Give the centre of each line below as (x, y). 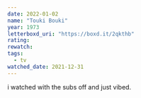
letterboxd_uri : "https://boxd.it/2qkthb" (71, 34)
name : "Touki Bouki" (38, 21)
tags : (15, 54)
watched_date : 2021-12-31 (45, 67)
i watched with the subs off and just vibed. (69, 87)
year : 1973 (23, 27)
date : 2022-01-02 (33, 14)
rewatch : (20, 47)
